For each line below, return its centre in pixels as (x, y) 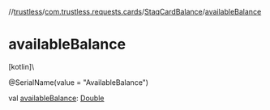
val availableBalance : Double (56, 98)
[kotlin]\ (21, 66)
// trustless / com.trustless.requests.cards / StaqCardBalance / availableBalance (135, 12)
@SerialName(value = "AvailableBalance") (78, 82)
